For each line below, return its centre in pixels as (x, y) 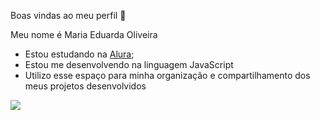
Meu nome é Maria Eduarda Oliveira (84, 34)
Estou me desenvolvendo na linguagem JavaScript (129, 64)
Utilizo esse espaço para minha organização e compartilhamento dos (167, 75)
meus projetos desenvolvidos (85, 86)
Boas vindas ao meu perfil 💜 (68, 15)
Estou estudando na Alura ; (79, 54)
